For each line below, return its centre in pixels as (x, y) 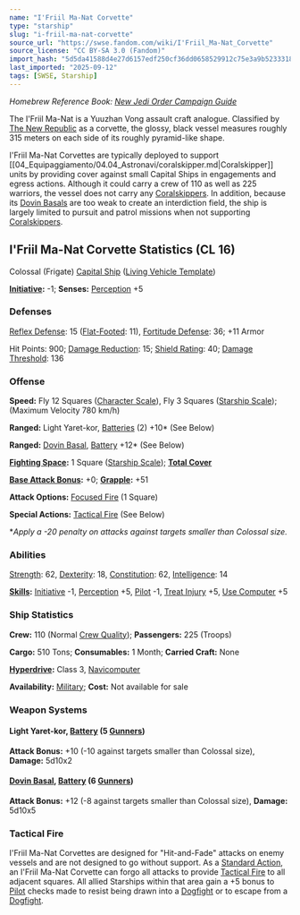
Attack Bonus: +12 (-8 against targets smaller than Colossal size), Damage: (149, 801)
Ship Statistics (42, 615)
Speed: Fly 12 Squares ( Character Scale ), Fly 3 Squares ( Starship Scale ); (143, 401)
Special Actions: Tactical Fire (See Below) (87, 515)
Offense (27, 381)
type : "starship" (42, 26)
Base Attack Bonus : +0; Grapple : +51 (79, 480)
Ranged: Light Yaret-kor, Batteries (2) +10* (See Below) (112, 428)
